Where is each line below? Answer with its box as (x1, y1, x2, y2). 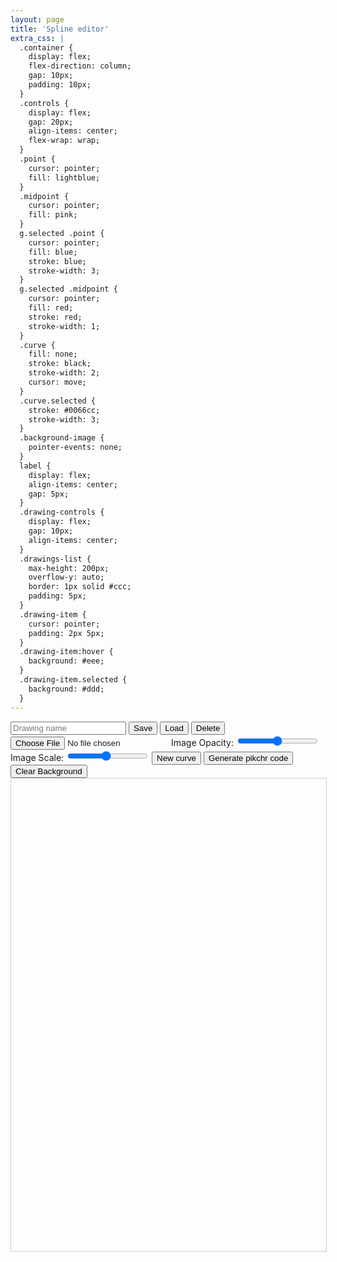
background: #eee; (28, 656, 105, 666)
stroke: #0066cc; (28, 405, 101, 415)
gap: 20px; (28, 117, 74, 127)
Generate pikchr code (208, 752, 289, 763)
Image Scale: (10, 751, 65, 763)
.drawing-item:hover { (19, 647, 114, 657)
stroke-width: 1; (28, 321, 101, 331)
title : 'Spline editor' (10, 24, 110, 34)
